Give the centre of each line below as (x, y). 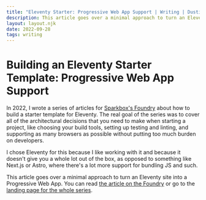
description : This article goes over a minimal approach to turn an (96, 18)
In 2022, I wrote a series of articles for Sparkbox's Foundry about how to (98, 108)
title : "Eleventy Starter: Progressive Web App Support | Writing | (96, 12)
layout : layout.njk (31, 23)
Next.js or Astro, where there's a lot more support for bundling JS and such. (102, 165)
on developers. (25, 141)
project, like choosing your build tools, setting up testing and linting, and (97, 128)
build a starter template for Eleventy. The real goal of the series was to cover (103, 114)
